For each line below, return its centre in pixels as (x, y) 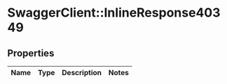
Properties (31, 53)
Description (82, 73)
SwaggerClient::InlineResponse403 (114, 13)
